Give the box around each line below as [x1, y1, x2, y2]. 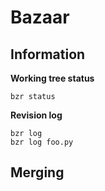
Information [10, 46, 86, 63]
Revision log [10, 109, 63, 121]
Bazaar [10, 6, 70, 29]
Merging [10, 164, 65, 181]
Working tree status [10, 72, 95, 84]
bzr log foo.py [10, 137, 74, 147]
